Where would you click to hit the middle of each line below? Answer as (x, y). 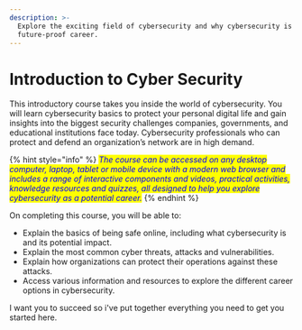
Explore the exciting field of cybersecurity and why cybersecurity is (155, 26)
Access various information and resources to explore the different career (158, 281)
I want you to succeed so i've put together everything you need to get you (147, 308)
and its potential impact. (67, 243)
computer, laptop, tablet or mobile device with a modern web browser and (147, 170)
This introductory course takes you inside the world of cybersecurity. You (146, 104)
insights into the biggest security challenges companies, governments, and (149, 124)
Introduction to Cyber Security (126, 79)
